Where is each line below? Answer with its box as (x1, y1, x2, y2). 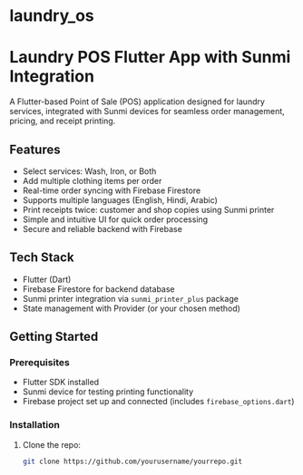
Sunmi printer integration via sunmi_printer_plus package (22, 293, 239, 304)
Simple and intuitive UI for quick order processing (22, 214, 209, 225)
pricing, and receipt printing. (9, 115, 116, 127)
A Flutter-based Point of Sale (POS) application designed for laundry (9, 96, 266, 107)
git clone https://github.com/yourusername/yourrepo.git (22, 457, 243, 466)
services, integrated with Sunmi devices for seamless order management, (9, 106, 286, 117)
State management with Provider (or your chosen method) (22, 303, 240, 314)
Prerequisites (9, 356, 70, 369)
